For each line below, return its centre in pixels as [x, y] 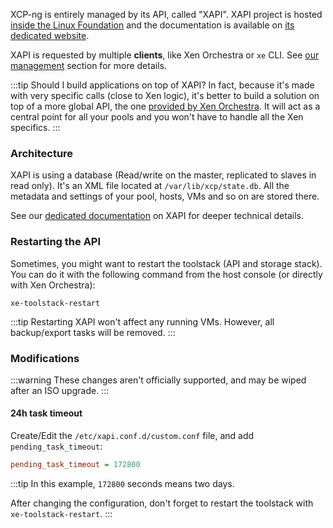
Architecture [42, 153]
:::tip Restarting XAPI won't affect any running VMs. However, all [142, 321]
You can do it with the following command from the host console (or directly [166, 274]
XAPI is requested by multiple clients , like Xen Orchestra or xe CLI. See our [165, 55]
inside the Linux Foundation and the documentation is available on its [152, 25]
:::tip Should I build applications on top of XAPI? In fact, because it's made [162, 85]
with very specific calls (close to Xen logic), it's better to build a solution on [165, 95]
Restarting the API [56, 242]
